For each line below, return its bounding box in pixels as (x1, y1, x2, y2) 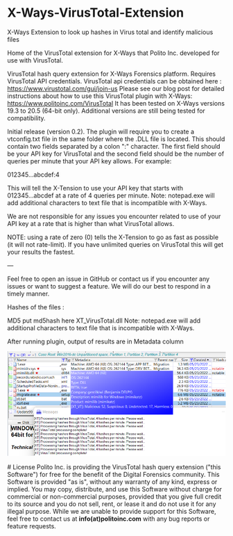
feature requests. (7, 521, 57, 530)
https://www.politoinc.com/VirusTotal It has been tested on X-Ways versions (7, 99, 225, 107)
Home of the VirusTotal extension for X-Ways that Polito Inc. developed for (7, 49, 220, 57)
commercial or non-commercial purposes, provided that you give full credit (7, 492, 222, 501)
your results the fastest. (7, 247, 75, 256)
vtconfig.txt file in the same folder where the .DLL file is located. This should (7, 134, 225, 143)
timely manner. (7, 289, 50, 298)
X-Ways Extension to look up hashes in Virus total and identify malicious (7, 28, 214, 36)
